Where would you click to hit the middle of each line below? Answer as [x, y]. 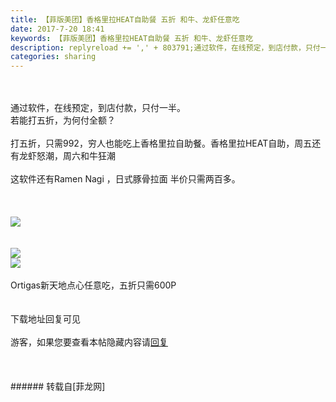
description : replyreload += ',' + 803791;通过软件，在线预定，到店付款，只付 [165, 47]
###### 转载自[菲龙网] [58, 387]
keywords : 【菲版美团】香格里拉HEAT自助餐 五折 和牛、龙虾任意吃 [132, 38]
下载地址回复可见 [45, 319]
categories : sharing [53, 57]
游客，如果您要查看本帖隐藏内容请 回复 [89, 342]
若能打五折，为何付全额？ [63, 120]
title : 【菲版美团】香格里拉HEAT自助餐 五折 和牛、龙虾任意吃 [125, 19]
